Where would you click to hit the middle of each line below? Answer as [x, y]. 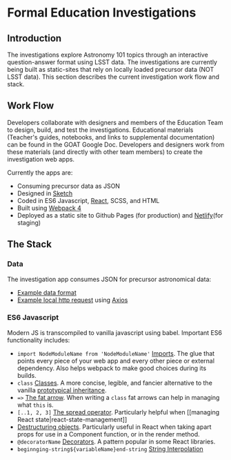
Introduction [34, 38]
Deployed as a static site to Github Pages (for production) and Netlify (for [120, 215]
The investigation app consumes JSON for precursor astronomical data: [109, 279]
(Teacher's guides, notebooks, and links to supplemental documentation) [111, 137]
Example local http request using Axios [72, 300]
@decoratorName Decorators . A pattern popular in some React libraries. [116, 441]
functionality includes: [39, 340]
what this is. [35, 405]
